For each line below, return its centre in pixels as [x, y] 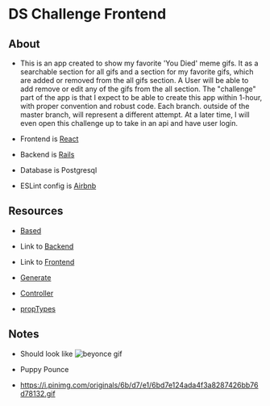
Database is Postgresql [58, 170]
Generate [35, 277]
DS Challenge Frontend [87, 14]
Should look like [46, 354]
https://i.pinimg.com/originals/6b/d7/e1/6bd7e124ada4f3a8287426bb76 [139, 385]
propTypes [38, 308]
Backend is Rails [47, 155]
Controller [37, 293]
